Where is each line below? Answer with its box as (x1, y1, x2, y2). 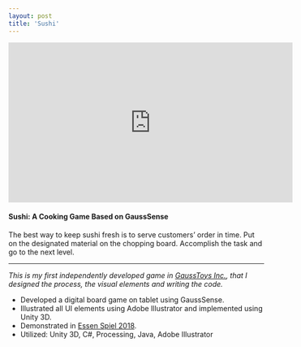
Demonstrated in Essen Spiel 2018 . (19, 320, 137, 330)
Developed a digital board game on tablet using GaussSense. (19, 294, 225, 305)
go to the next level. (8, 247, 75, 257)
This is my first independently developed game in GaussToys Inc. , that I (8, 270, 247, 280)
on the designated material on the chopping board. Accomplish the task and (8, 238, 263, 248)
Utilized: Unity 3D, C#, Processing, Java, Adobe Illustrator (19, 329, 213, 339)
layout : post (8, 11, 53, 20)
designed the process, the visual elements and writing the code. (8, 279, 223, 288)
